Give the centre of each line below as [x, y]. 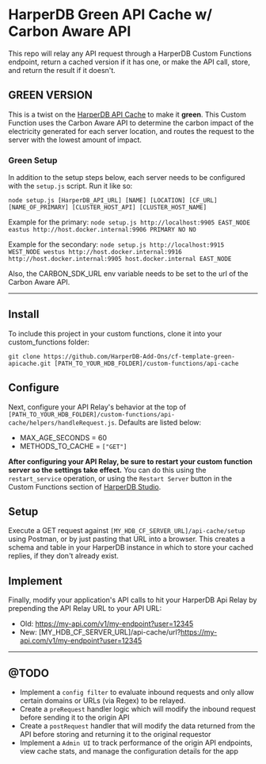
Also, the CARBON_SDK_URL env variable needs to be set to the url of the [128, 274]
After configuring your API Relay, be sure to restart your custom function [131, 461]
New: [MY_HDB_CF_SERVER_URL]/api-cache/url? [100, 632]
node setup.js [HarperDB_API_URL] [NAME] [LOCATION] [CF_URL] [113, 201]
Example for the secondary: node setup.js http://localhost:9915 [116, 244]
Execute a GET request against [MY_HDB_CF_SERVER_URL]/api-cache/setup [127, 531]
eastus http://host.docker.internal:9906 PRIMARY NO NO [102, 230]
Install [24, 315]
